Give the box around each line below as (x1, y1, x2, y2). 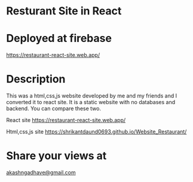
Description (6, 72, 66, 86)
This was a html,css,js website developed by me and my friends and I (6, 92, 177, 99)
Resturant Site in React (6, 4, 122, 18)
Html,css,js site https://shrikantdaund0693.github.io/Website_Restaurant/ (6, 128, 187, 135)
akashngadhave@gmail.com (6, 169, 76, 176)
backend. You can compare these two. (6, 105, 102, 112)
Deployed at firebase (6, 32, 112, 45)
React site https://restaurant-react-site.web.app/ (6, 117, 126, 124)
